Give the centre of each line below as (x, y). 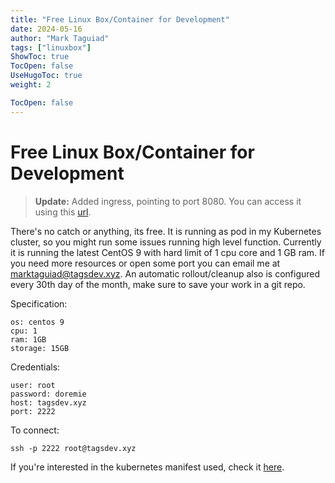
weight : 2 (31, 85)
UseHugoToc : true (46, 76)
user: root (33, 385)
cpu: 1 (24, 331)
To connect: (35, 430)
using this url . (63, 212)
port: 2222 (33, 411)
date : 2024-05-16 (46, 29)
